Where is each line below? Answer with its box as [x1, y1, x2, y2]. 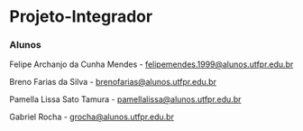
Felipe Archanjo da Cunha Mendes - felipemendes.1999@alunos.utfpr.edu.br [9, 59, 294, 70]
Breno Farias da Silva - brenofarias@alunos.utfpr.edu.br [9, 77, 216, 88]
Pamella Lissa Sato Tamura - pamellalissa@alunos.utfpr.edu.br [9, 94, 242, 105]
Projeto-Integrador [9, 6, 153, 27]
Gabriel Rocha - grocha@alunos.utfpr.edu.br [9, 111, 174, 123]
